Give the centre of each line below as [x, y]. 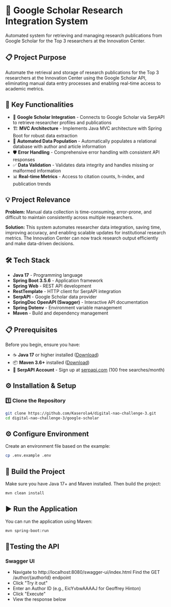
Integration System [47, 21]
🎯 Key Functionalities [40, 105]
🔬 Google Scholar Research [64, 10]
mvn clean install [25, 493]
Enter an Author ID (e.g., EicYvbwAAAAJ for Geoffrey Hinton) [77, 589]
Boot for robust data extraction [45, 135]
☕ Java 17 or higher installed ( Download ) [56, 355]
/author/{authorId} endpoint [42, 578]
